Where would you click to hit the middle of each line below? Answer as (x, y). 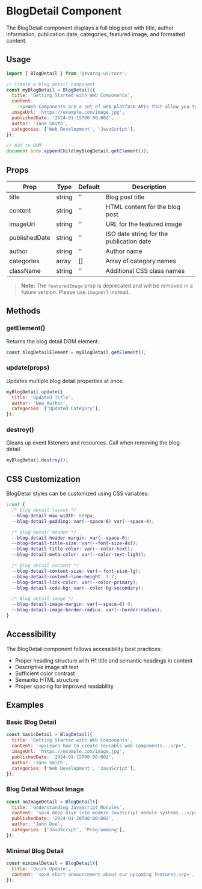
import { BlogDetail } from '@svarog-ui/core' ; (67, 73)
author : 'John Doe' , (37, 824)
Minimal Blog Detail (35, 850)
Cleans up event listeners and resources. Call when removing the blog (93, 443)
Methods (23, 311)
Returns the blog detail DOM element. (53, 341)
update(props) (28, 367)
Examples (25, 705)
